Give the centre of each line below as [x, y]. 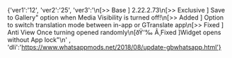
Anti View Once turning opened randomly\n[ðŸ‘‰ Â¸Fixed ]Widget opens [114, 32]
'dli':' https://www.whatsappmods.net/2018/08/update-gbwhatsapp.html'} [114, 47]
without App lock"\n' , [39, 40]
